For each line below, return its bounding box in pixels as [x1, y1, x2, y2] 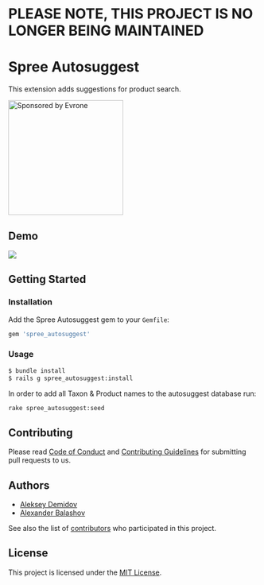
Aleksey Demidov [19, 500, 78, 509]
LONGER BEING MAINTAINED [8, 21, 204, 40]
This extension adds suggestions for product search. [8, 84, 181, 94]
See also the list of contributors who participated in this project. [8, 524, 217, 533]
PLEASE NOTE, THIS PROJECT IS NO [8, 5, 253, 23]
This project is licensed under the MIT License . [8, 568, 162, 577]
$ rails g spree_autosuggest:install [8, 374, 134, 382]
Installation [8, 296, 53, 308]
